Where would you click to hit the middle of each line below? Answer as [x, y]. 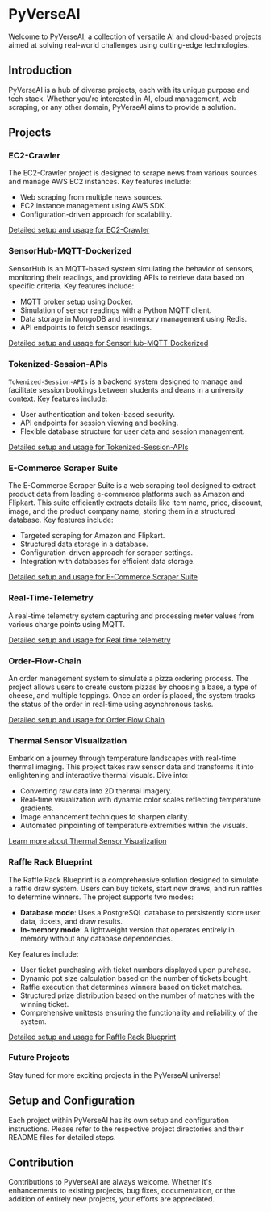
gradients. [37, 808]
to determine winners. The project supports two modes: [101, 897]
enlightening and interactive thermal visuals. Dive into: [98, 776]
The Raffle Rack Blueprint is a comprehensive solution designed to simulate [134, 880]
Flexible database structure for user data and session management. [132, 431]
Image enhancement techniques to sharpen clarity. [104, 817]
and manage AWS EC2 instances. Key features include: [100, 182]
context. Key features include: [58, 399]
